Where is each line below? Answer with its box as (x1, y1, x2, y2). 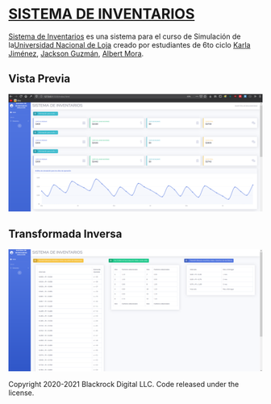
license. (8, 388, 35, 398)
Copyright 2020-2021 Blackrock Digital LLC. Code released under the (8, 379, 240, 389)
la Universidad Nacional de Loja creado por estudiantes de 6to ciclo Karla (8, 40, 251, 49)
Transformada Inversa (8, 227, 123, 241)
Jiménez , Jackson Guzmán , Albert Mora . (8, 48, 144, 58)
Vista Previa (8, 72, 71, 85)
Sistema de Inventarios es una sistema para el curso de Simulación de (8, 31, 241, 41)
